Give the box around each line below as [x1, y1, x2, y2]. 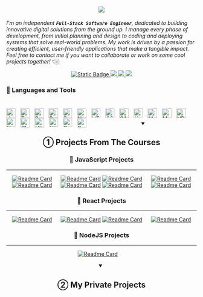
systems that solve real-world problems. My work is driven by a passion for [6, 38, 195, 45]
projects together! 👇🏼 [6, 57, 60, 65]
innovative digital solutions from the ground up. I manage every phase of [6, 25, 188, 33]
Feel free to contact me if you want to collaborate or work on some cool [6, 51, 185, 59]
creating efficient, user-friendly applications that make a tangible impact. [6, 45, 189, 52]
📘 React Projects [77, 197, 126, 205]
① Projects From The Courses [42, 137, 161, 148]
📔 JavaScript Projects [69, 155, 134, 164]
